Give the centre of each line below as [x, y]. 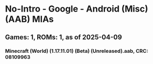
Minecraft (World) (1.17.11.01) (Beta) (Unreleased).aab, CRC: [77, 51]
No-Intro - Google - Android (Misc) [76, 9]
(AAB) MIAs [29, 19]
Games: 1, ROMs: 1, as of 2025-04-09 [64, 37]
